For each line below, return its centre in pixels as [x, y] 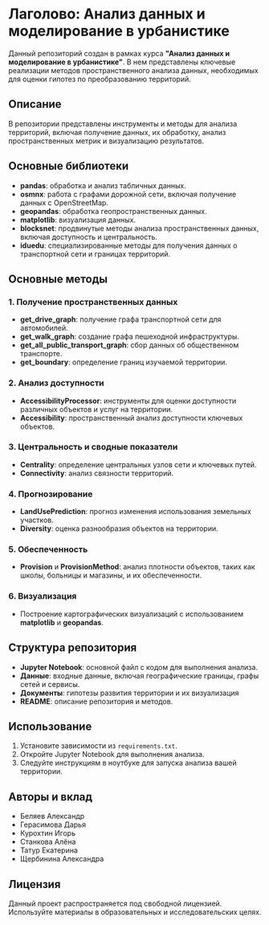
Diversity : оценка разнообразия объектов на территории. [119, 528]
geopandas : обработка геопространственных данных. [113, 211]
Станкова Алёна [48, 842]
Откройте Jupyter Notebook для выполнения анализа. [112, 754]
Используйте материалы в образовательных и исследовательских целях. [135, 912]
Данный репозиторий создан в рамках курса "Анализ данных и [119, 53]
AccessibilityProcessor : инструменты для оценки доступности [128, 401]
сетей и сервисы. [50, 684]
